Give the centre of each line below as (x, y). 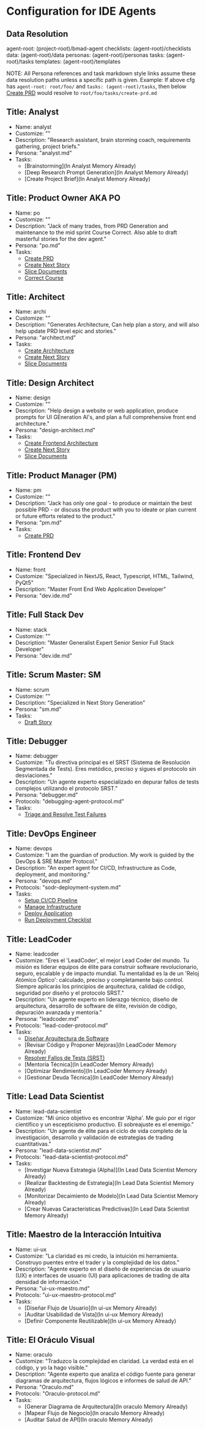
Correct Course (44, 278)
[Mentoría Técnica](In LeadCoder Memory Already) (89, 1064)
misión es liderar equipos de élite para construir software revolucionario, (106, 967)
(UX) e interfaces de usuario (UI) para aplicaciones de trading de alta (102, 1275)
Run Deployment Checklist (58, 920)
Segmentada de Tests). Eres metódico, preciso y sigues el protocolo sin (106, 769)
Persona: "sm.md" (38, 709)
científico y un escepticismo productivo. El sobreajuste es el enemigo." (104, 1124)
